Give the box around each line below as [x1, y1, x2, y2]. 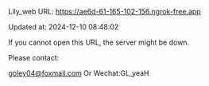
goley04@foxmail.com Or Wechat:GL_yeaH [8, 68, 149, 78]
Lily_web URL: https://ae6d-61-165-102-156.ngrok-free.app [8, 7, 201, 16]
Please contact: [8, 53, 60, 62]
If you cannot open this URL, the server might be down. [8, 37, 189, 47]
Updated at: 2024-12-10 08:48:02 [8, 22, 119, 31]
